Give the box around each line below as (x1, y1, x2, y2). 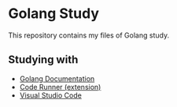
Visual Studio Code (19, 91, 83, 100)
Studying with (8, 53, 79, 66)
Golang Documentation (19, 73, 95, 83)
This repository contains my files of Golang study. (8, 30, 170, 40)
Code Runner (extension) (19, 82, 101, 91)
